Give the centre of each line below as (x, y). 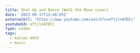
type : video (18, 29)
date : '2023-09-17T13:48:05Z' (37, 15)
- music (18, 43)
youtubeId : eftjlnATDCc (30, 24)
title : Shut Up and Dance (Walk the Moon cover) (57, 10)
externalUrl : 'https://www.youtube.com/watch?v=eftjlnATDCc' (71, 19)
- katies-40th (24, 38)
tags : (11, 33)
